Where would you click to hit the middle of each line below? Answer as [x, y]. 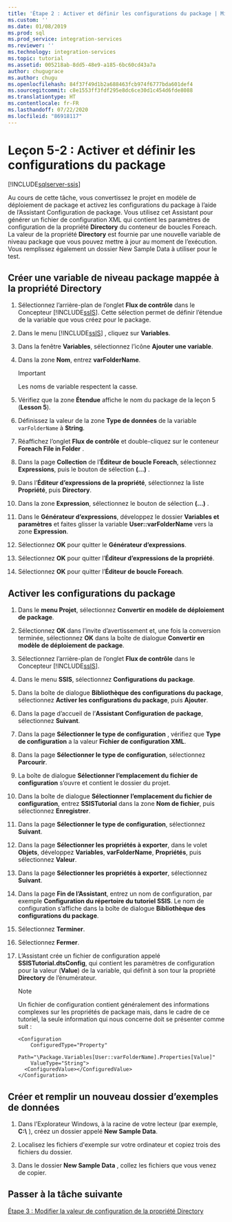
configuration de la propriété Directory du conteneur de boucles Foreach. [113, 227]
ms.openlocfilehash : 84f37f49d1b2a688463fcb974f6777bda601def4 [101, 84]
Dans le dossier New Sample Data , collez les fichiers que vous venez [117, 1165]
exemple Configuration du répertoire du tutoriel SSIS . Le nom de [111, 901]
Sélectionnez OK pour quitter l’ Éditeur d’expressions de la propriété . [116, 558]
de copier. [32, 1173]
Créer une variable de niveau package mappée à [114, 278]
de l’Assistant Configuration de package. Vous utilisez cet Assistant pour [110, 212]
